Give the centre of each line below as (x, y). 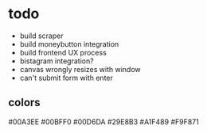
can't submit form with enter (66, 78)
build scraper (41, 36)
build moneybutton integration (69, 44)
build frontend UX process (63, 52)
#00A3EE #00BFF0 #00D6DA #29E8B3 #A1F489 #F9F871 (103, 122)
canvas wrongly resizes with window (80, 69)
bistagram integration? (57, 61)
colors (25, 103)
